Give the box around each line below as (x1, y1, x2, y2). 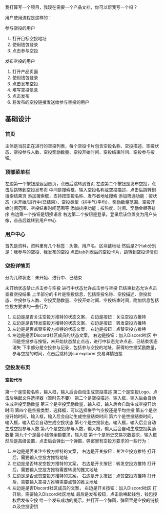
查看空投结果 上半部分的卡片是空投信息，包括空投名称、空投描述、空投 (5, 291, 147, 297)
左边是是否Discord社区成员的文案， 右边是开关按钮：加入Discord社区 (12, 485, 152, 491)
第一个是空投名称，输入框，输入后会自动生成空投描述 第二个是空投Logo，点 (5, 389, 158, 394)
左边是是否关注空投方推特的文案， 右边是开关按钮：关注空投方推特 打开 (12, 448, 156, 454)
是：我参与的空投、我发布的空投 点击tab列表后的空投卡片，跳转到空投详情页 (5, 249, 159, 255)
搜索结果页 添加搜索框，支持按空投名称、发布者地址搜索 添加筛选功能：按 (5, 193, 153, 198)
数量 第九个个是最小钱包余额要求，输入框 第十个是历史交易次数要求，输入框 (5, 432, 157, 438)
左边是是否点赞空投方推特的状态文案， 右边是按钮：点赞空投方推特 (12, 326, 146, 332)
